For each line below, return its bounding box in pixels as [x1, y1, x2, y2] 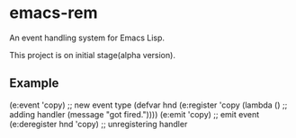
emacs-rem [9, 3, 98, 23]
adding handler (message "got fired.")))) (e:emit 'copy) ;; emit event [9, 108, 260, 119]
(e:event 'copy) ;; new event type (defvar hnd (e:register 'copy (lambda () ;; [9, 99, 288, 110]
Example [9, 75, 59, 91]
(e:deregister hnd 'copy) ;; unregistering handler [9, 118, 188, 129]
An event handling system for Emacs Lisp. [9, 32, 165, 43]
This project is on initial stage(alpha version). [9, 49, 175, 60]
